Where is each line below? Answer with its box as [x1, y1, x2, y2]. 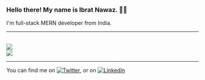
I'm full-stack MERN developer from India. [6, 20, 112, 27]
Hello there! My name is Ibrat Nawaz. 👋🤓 [6, 5, 128, 14]
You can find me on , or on [6, 67, 96, 74]
